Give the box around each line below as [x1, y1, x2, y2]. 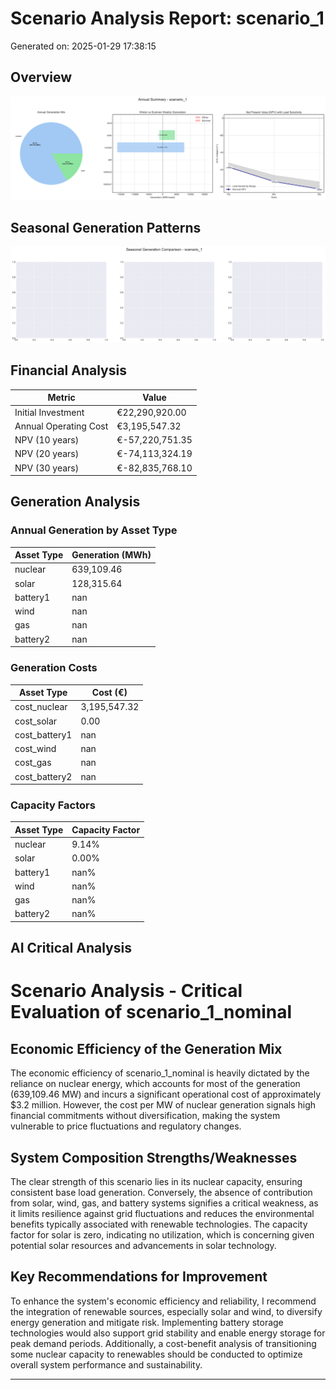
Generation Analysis [10, 493, 141, 511]
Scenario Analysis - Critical [10, 980, 243, 1002]
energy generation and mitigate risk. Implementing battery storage [10, 1316, 284, 1328]
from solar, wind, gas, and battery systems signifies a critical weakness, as [10, 1197, 319, 1209]
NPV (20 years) [14, 448, 80, 460]
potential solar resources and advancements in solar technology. [10, 1240, 277, 1252]
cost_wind [14, 743, 57, 755]
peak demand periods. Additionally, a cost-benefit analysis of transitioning [10, 1337, 317, 1349]
